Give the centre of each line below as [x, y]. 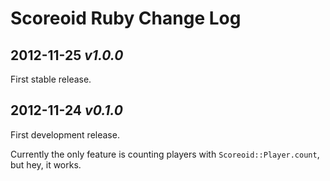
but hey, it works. [46, 164]
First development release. [65, 134]
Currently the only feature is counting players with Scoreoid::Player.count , [165, 154]
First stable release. [51, 79]
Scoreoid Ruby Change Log [126, 18]
